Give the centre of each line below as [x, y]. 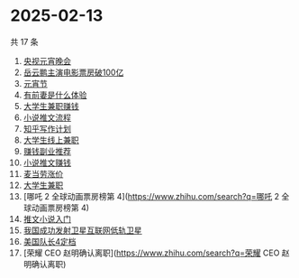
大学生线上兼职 [51, 140]
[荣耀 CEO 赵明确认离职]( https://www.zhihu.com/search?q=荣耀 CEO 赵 [157, 253]
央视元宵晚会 [47, 60]
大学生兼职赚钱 [51, 106]
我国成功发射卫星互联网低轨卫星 [82, 230]
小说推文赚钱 [47, 162]
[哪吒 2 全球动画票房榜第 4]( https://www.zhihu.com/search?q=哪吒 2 [151, 196]
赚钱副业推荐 [47, 151]
